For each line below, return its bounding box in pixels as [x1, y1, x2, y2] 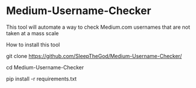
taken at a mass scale [6, 29, 59, 36]
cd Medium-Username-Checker [6, 63, 84, 71]
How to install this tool [6, 41, 60, 48]
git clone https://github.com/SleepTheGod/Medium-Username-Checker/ [6, 52, 182, 59]
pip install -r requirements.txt [6, 75, 77, 82]
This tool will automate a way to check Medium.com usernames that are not [6, 23, 190, 31]
